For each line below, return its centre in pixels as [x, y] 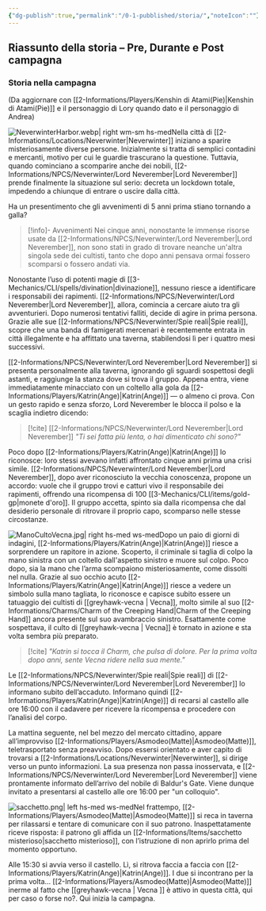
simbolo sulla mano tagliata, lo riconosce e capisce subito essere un [120, 594]
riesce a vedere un [200, 586]
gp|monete [26, 503]
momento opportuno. [43, 849]
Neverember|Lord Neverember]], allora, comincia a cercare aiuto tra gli [124, 305]
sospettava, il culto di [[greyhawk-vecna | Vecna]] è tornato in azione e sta [130, 628]
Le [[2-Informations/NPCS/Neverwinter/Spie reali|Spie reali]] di [111, 675]
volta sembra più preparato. [53, 636]
